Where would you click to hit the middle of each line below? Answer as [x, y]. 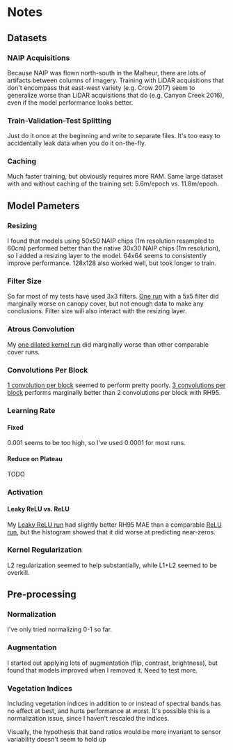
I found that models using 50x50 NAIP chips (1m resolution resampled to [111, 241]
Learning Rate [31, 410]
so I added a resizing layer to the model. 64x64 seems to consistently [107, 256]
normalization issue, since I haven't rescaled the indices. [88, 719]
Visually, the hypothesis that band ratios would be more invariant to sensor [114, 732]
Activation [25, 493]
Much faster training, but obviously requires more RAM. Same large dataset [115, 177]
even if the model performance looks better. [70, 103]
